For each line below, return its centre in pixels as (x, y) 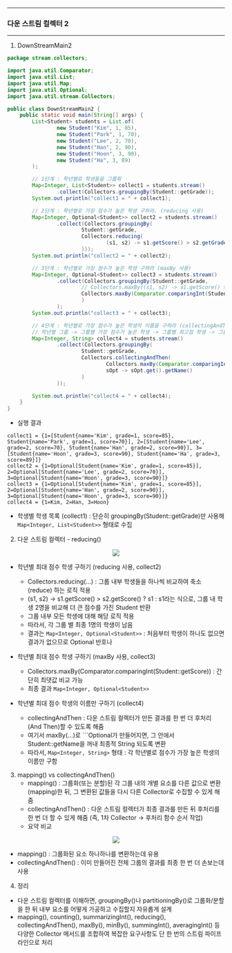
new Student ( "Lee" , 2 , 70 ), (97, 141)
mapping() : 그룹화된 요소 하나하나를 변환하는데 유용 (88, 854)
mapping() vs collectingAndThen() (66, 775)
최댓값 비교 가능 (62, 680)
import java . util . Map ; (40, 84)
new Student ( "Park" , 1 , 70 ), (98, 135)
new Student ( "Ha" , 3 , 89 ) (94, 160)
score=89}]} (24, 460)
